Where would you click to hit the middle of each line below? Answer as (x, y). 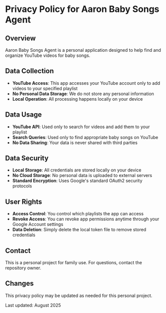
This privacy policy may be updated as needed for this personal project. (79, 296)
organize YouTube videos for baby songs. (48, 55)
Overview (21, 38)
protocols (22, 186)
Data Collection (30, 71)
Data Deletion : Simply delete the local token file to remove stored (79, 230)
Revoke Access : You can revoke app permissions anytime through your (86, 219)
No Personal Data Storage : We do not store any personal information (83, 94)
